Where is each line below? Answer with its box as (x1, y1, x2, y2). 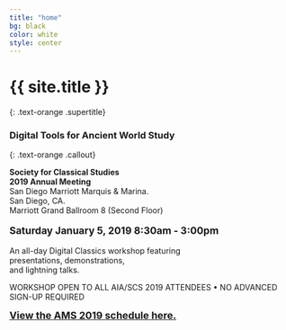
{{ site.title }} (9, 77, 110, 97)
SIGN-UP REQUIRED (9, 291, 85, 302)
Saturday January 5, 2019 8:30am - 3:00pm (9, 224, 219, 237)
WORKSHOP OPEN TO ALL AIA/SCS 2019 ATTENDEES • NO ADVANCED (9, 282, 278, 293)
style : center (9, 38, 63, 48)
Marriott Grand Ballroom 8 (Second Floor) (9, 205, 164, 216)
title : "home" (9, 13, 63, 22)
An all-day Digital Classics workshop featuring (9, 245, 182, 256)
